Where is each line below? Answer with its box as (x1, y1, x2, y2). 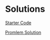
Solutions (5, 3, 46, 15)
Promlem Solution (5, 29, 42, 35)
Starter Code (5, 20, 32, 26)
